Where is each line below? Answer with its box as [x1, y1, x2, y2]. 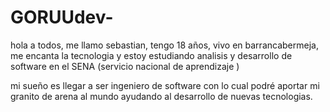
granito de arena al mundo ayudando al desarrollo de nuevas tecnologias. [10, 90, 313, 102]
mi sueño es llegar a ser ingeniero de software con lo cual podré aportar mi [10, 79, 320, 91]
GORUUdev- [10, 6, 114, 29]
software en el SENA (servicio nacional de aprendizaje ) [10, 60, 240, 72]
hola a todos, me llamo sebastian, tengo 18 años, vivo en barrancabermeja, [10, 39, 319, 51]
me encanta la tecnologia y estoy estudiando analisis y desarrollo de [10, 49, 293, 61]
